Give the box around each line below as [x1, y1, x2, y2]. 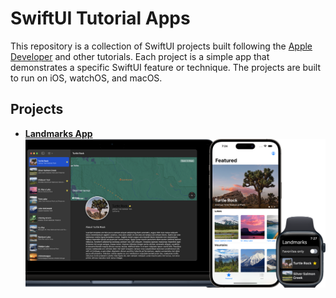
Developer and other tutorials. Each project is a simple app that [10, 50, 270, 62]
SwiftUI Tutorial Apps [10, 7, 191, 30]
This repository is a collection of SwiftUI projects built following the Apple [10, 40, 313, 52]
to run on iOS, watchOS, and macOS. [10, 72, 163, 84]
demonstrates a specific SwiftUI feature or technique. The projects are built [10, 61, 321, 73]
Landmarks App [24, 127, 93, 139]
